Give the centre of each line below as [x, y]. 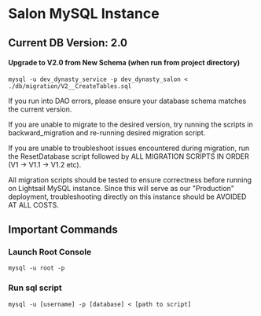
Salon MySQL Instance [84, 14]
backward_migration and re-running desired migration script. [107, 132]
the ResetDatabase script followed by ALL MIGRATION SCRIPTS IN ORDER [129, 156]
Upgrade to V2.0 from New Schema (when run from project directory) [124, 63]
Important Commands [63, 230]
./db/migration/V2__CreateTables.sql [70, 86]
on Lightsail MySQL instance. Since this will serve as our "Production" [121, 188]
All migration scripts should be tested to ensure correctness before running [130, 180]
